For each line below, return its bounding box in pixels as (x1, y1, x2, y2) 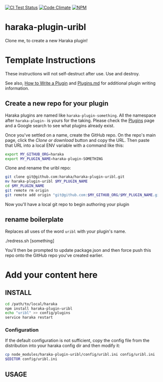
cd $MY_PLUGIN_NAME (5, 184, 45, 189)
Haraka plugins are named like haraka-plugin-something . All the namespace (5, 112, 156, 118)
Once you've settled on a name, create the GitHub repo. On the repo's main (5, 132, 156, 138)
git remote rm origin (5, 188, 49, 193)
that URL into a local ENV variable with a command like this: (5, 142, 124, 148)
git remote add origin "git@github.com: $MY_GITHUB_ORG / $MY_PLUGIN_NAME (5, 192, 153, 197)
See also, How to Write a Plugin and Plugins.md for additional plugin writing (5, 80, 156, 86)
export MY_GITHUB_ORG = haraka (5, 152, 64, 156)
